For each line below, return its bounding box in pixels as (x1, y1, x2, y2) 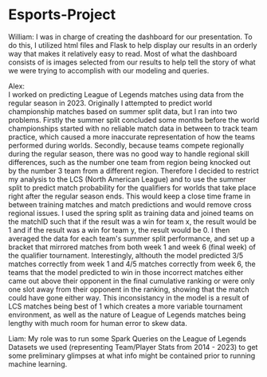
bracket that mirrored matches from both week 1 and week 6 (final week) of (8, 242, 257, 252)
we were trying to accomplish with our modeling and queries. (8, 65, 210, 75)
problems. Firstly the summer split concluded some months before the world (8, 115, 260, 124)
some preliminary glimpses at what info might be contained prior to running (8, 351, 256, 360)
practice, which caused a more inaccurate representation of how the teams (8, 132, 255, 141)
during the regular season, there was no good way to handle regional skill (8, 149, 249, 159)
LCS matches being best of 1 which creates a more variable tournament (8, 301, 243, 311)
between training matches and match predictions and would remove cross (8, 199, 253, 209)
